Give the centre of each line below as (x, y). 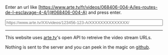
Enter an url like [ (23, 7)
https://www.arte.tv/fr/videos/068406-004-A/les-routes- (99, 7)
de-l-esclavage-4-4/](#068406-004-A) (46, 12)
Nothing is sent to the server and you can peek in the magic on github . (78, 47)
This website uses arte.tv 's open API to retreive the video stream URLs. (78, 37)
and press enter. (105, 12)
